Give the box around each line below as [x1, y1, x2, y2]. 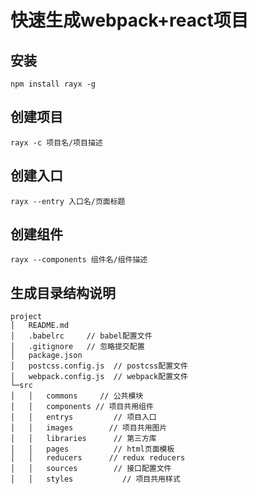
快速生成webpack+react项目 [10, 9, 249, 32]
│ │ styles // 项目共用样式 [10, 474, 181, 485]
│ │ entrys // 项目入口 [10, 412, 157, 423]
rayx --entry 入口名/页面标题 [10, 196, 126, 206]
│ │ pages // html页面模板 [10, 444, 175, 455]
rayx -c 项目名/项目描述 [10, 137, 103, 148]
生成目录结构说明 [10, 284, 116, 301]
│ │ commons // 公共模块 [10, 391, 144, 401]
